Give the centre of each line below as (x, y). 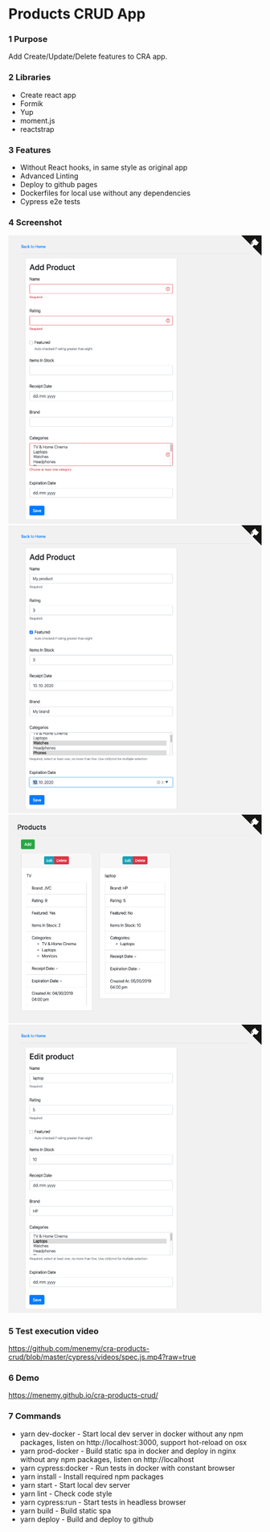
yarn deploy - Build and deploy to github (87, 1519)
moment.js (37, 121)
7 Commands (35, 1416)
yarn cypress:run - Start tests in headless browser (103, 1502)
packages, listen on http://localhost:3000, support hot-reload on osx (133, 1442)
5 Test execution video (53, 1331)
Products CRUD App (77, 14)
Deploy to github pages (59, 185)
